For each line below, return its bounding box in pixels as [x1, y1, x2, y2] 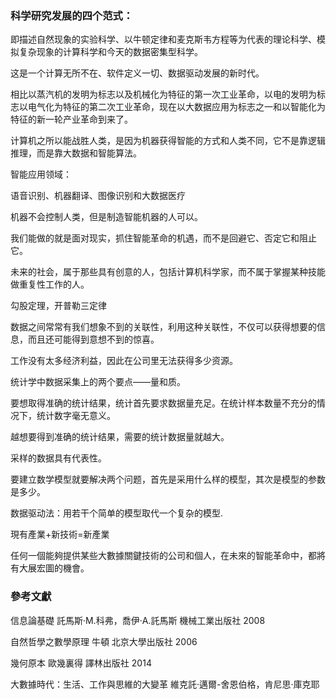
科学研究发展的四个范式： [10, 8, 134, 22]
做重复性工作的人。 [10, 278, 90, 291]
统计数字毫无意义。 [36, 410, 116, 422]
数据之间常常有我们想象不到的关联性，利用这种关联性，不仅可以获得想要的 [10, 321, 317, 333]
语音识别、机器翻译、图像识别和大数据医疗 [10, 190, 186, 202]
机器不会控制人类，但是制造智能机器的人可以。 [10, 211, 203, 223]
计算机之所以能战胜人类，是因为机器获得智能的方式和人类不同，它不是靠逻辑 [10, 135, 326, 147]
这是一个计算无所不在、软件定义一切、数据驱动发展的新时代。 [10, 67, 265, 79]
